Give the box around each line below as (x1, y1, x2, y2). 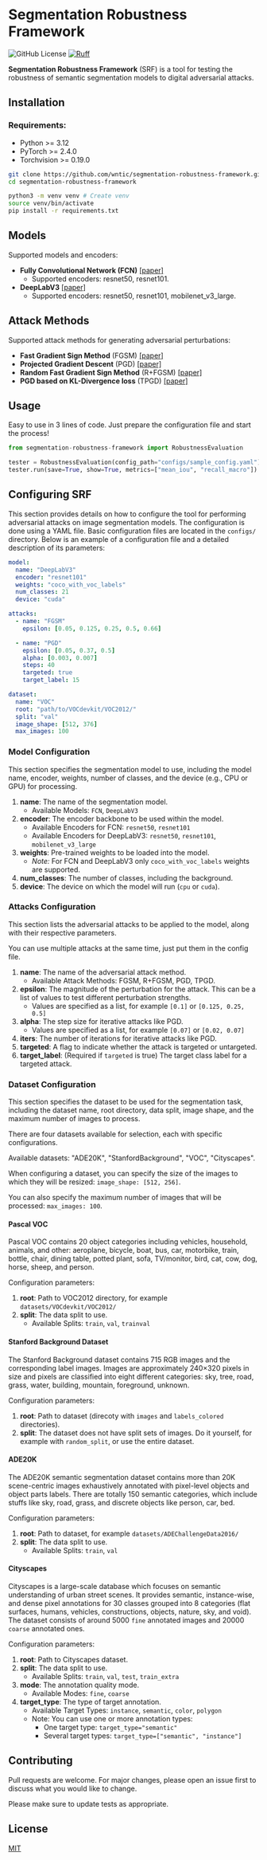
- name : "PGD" (15, 639, 62, 647)
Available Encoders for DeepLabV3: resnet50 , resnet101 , (31, 830, 217, 840)
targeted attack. (19, 1058, 72, 1069)
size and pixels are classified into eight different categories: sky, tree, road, (8, 1371, 254, 1381)
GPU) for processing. (8, 781, 78, 791)
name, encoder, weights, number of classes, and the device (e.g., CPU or (8, 773, 249, 783)
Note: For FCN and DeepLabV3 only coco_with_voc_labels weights (31, 856, 250, 865)
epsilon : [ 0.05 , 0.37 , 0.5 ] (22, 646, 115, 654)
